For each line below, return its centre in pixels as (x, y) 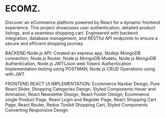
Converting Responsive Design (37, 110)
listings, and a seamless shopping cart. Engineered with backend (71, 33)
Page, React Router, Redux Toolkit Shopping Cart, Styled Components (76, 105)
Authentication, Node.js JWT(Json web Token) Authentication (68, 63)
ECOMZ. (23, 9)
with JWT (15, 74)
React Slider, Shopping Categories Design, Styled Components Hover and (81, 89)
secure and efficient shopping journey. (45, 43)
